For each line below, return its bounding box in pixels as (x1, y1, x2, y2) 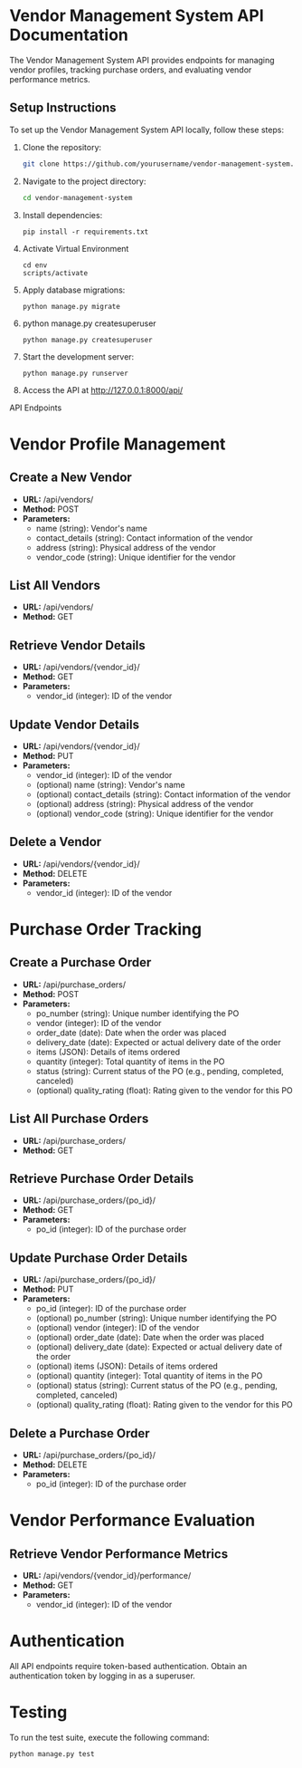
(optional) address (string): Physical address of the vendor (35, 798, 254, 809)
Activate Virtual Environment (22, 243, 129, 254)
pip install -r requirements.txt (22, 227, 149, 236)
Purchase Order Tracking (9, 918, 202, 939)
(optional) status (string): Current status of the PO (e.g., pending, (35, 1380, 278, 1391)
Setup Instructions (9, 101, 117, 116)
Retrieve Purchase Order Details (9, 1170, 194, 1187)
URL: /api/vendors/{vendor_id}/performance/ (22, 1571, 192, 1581)
